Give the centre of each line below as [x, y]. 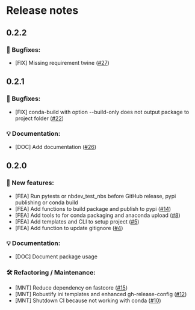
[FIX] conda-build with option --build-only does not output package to [102, 112]
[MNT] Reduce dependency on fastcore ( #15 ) [71, 288]
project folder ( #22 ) [39, 118]
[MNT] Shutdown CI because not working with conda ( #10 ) [88, 300]
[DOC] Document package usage [56, 257]
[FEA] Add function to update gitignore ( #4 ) [69, 228]
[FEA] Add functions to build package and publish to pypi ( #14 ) [93, 208]
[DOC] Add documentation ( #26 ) [56, 147]
